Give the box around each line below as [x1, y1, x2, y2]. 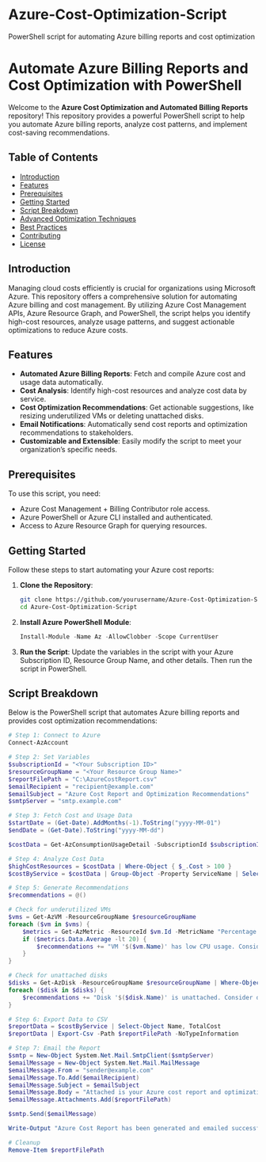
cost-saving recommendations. [8, 128, 110, 137]
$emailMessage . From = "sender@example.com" [8, 1066, 154, 1074]
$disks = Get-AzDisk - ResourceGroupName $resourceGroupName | [8, 979, 218, 987]
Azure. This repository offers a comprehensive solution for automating [8, 291, 237, 301]
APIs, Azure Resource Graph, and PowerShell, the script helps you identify [8, 308, 251, 318]
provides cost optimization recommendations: [8, 716, 158, 726]
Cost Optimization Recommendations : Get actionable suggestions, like [19, 402, 254, 413]
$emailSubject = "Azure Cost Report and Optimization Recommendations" [8, 790, 249, 798]
